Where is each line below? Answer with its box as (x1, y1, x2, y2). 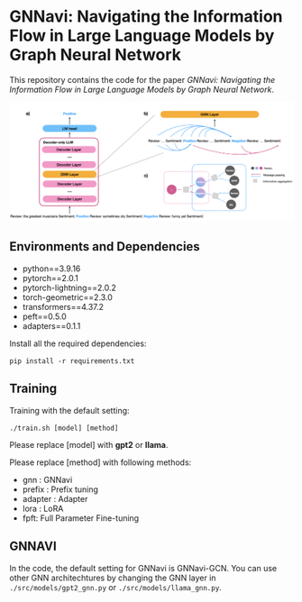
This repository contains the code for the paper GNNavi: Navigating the (9, 74, 276, 85)
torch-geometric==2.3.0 (22, 291, 113, 303)
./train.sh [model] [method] (9, 424, 119, 433)
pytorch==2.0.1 (22, 272, 79, 283)
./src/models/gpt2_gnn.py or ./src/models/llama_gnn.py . (9, 581, 223, 592)
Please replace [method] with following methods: (9, 457, 192, 468)
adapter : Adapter (22, 493, 88, 504)
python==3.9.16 (22, 263, 81, 274)
